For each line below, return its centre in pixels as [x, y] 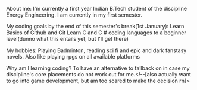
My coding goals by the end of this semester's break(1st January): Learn [95, 26]
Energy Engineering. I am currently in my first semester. [74, 15]
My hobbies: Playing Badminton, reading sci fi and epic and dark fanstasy [96, 50]
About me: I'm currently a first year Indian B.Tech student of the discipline [97, 9]
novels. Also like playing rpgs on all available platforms [73, 57]
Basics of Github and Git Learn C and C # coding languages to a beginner [96, 33]
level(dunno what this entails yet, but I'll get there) [68, 39]
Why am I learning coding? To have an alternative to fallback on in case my [98, 68]
